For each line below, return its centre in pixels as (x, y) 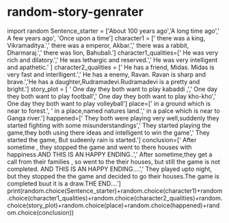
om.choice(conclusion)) (40, 212)
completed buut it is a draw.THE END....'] (64, 183)
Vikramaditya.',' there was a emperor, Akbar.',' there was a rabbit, (98, 45)
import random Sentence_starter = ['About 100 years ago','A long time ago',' (113, 31)
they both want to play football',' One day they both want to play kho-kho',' (112, 96)
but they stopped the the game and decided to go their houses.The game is (113, 176)
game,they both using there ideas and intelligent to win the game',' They (108, 132)
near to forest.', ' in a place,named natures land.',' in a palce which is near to (113, 111)
